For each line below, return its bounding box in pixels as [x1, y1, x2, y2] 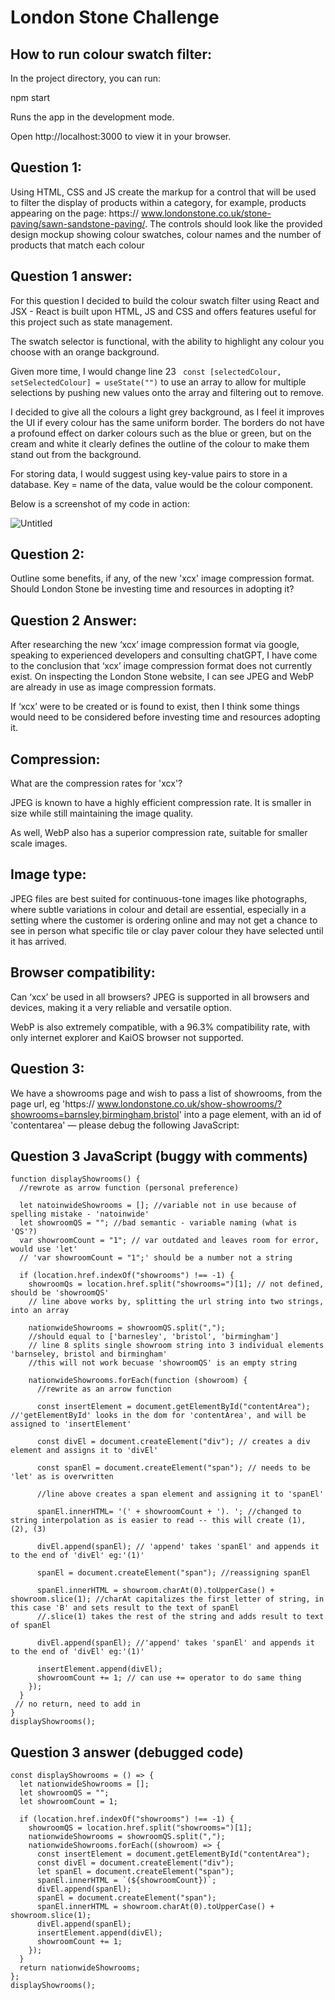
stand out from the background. [10, 448, 142, 460]
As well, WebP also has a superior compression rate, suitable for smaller [10, 827, 308, 839]
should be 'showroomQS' [10, 1288, 110, 1298]
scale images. [10, 837, 68, 850]
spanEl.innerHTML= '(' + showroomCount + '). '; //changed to [36, 1507, 302, 1517]
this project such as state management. [10, 316, 173, 328]
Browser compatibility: [10, 964, 156, 981]
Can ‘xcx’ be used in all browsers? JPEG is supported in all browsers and [10, 991, 310, 1003]
